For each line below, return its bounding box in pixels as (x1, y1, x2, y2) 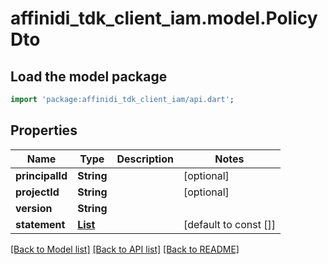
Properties (10, 122, 78, 139)
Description (116, 152, 174, 166)
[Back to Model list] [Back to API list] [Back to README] (10, 243, 240, 255)
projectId (15, 185, 60, 199)
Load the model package (10, 68, 168, 85)
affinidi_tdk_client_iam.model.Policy (10, 7, 318, 30)
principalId (15, 168, 68, 182)
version (15, 201, 53, 215)
